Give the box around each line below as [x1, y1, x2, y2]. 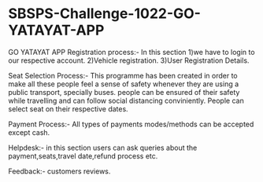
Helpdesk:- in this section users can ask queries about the [8, 143, 198, 152]
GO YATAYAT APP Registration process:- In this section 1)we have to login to [8, 47, 255, 56]
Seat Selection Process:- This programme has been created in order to [8, 71, 238, 80]
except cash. [8, 127, 50, 137]
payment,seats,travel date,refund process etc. [8, 151, 158, 161]
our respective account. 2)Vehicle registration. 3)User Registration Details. [8, 56, 250, 65]
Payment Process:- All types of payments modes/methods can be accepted [8, 119, 254, 129]
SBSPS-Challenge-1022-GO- [8, 5, 201, 23]
